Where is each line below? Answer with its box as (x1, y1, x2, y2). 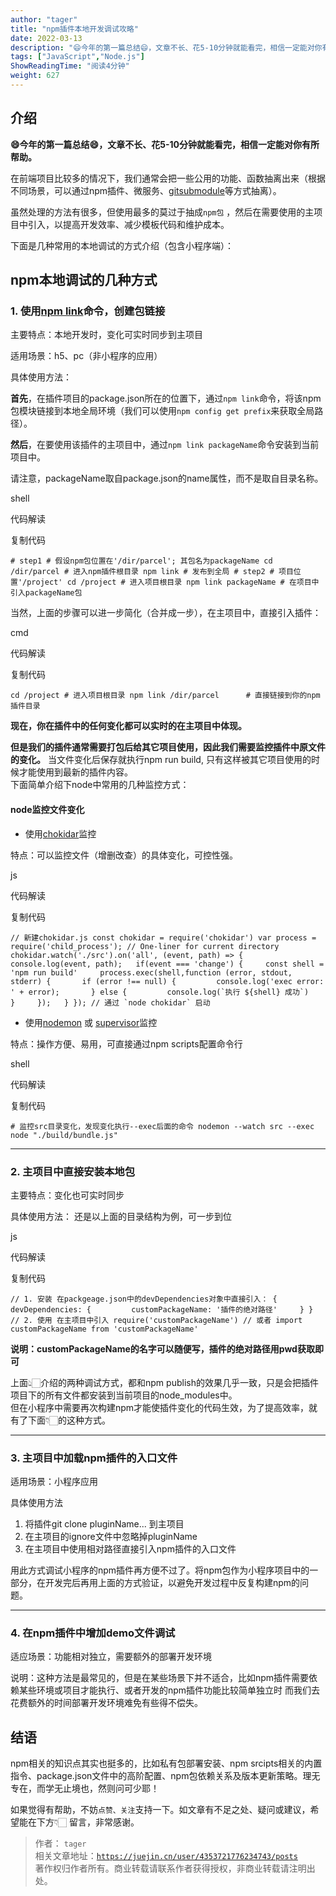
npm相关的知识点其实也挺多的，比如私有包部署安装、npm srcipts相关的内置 (10, 1757, 323, 1770)
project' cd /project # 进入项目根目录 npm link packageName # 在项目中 (26, 577, 320, 588)
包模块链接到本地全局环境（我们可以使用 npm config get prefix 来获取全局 (10, 405, 315, 417)
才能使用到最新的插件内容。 (18, 766, 133, 778)
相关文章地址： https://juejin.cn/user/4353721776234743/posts (34, 1850, 298, 1862)
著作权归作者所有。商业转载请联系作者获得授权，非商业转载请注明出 (34, 1862, 316, 1875)
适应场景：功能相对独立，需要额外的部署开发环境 (10, 1651, 212, 1663)
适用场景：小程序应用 (10, 1476, 98, 1488)
